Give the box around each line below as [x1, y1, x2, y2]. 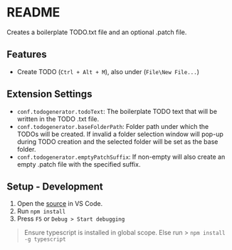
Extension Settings [6, 88, 93, 100]
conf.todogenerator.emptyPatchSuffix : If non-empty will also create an [16, 152, 226, 161]
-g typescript [23, 236, 66, 243]
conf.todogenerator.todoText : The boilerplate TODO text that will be [16, 107, 218, 115]
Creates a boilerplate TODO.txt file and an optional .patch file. [6, 28, 187, 36]
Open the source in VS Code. [16, 199, 103, 208]
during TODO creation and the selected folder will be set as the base [16, 137, 218, 146]
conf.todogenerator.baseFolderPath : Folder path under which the [16, 122, 209, 130]
